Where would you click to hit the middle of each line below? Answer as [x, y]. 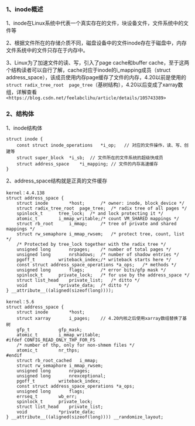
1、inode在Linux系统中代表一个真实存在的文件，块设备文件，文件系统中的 [95, 23]
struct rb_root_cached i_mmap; [57, 360]
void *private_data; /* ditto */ [73, 285]
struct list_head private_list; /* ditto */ [78, 280]
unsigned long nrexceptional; [61, 376]
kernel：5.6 [20, 302]
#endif [14, 355]
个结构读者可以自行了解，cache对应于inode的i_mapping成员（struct [88, 70]
